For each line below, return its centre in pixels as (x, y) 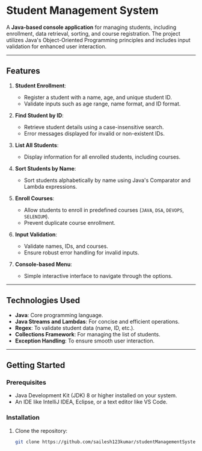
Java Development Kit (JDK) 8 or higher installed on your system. (96, 396)
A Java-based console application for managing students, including (91, 27)
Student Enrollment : (40, 86)
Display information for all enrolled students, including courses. (102, 157)
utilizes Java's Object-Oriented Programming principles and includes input (98, 40)
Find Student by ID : (39, 115)
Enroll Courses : (35, 198)
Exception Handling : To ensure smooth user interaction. (85, 341)
